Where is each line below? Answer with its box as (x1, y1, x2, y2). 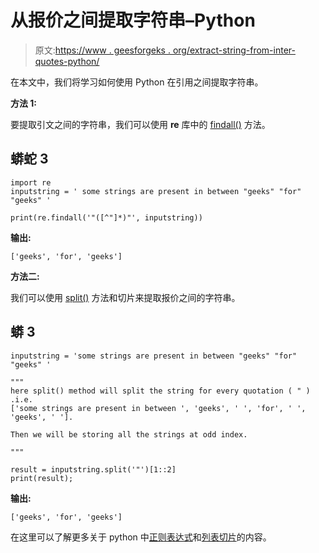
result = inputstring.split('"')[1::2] (10, 464, 177, 475)
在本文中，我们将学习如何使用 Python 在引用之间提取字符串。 (10, 76, 264, 88)
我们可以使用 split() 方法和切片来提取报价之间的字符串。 (10, 291, 241, 303)
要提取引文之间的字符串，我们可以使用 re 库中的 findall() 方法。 (10, 118, 271, 130)
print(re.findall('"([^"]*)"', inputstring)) (10, 212, 203, 223)
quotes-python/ (34, 55, 100, 67)
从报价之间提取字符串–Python (10, 9, 256, 32)
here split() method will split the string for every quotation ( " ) (10, 386, 311, 396)
